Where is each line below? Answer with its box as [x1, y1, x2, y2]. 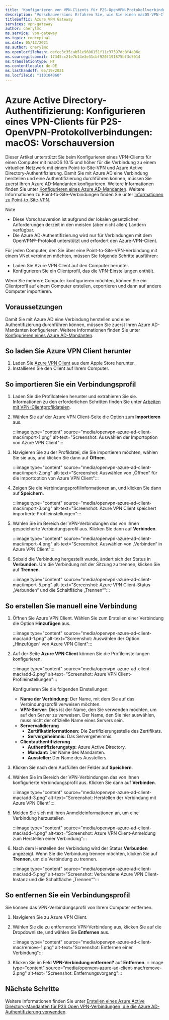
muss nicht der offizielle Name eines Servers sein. [20, 718, 124, 724]
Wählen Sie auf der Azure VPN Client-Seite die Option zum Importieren [12, 414, 161, 420]
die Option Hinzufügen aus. [12, 620, 71, 626]
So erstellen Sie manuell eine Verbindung [5, 602, 137, 610]
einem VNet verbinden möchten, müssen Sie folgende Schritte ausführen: [5, 253, 158, 259]
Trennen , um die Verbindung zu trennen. [12, 856, 98, 862]
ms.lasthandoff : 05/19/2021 [5, 68, 64, 73]
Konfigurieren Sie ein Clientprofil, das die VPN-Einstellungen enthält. [12, 268, 155, 274]
